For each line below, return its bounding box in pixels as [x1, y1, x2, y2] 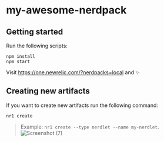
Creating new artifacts [6, 86, 90, 96]
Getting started [6, 27, 63, 37]
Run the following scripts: [6, 42, 68, 49]
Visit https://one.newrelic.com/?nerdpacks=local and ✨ [6, 69, 140, 76]
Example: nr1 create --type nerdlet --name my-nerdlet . [20, 123, 159, 130]
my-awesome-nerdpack [6, 4, 127, 17]
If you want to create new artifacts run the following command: [6, 102, 159, 109]
